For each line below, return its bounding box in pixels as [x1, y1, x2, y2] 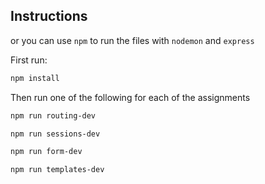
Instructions [10, 8, 88, 25]
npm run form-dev [10, 147, 83, 157]
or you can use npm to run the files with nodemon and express [10, 34, 255, 46]
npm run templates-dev [10, 165, 105, 175]
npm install [10, 73, 60, 83]
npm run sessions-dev [10, 129, 101, 139]
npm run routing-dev [10, 110, 97, 121]
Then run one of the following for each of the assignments [10, 91, 251, 103]
